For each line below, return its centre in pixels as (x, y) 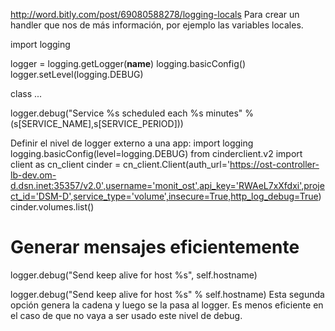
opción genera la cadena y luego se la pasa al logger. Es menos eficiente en (167, 305)
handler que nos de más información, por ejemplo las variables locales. (157, 25)
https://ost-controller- (274, 164)
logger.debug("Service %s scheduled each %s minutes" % (132, 113)
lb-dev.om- (33, 175)
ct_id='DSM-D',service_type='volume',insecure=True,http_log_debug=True (164, 196)
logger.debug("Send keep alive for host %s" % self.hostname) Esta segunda (167, 294)
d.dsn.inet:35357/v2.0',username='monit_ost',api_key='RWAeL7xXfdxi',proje (167, 185)
